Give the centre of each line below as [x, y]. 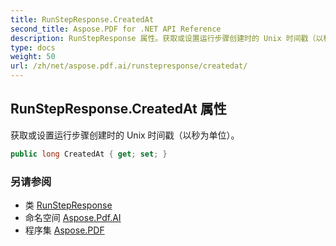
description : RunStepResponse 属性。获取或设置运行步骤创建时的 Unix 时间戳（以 [167, 38]
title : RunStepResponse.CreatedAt [82, 19]
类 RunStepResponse [68, 205]
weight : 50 [33, 57]
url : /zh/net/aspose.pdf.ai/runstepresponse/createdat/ [129, 66]
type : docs [33, 47]
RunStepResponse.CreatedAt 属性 [118, 109]
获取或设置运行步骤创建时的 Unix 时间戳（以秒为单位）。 [125, 135]
